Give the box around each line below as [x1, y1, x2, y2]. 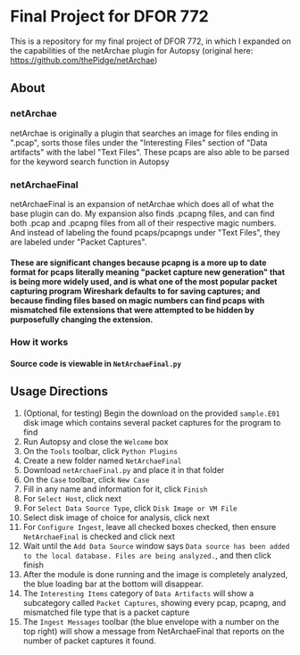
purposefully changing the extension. [10, 314, 154, 325]
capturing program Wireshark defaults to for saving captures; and [10, 286, 261, 296]
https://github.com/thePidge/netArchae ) [10, 54, 158, 65]
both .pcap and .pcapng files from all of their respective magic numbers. [10, 217, 277, 228]
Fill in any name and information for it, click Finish [22, 484, 208, 494]
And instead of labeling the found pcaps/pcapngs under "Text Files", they [10, 227, 280, 237]
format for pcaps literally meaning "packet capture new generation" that [10, 266, 285, 278]
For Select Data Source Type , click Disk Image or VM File [22, 502, 237, 513]
